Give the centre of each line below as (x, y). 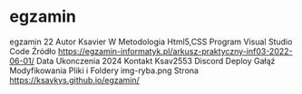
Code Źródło (33, 51)
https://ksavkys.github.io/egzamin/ (75, 80)
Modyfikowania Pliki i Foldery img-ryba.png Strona (104, 70)
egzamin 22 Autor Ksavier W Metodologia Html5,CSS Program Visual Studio (151, 42)
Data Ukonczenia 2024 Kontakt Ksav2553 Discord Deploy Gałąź (156, 61)
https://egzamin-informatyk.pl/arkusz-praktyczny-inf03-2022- (175, 51)
